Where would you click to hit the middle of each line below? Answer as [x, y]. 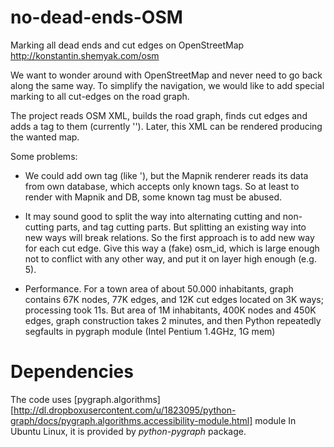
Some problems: [44, 156]
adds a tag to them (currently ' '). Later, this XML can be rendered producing [166, 126]
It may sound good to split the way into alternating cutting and [152, 216]
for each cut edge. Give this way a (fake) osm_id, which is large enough [172, 248]
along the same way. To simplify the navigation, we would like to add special [167, 85]
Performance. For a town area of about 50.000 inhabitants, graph [159, 288]
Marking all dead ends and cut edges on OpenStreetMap [127, 45]
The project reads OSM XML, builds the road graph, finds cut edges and [159, 115]
